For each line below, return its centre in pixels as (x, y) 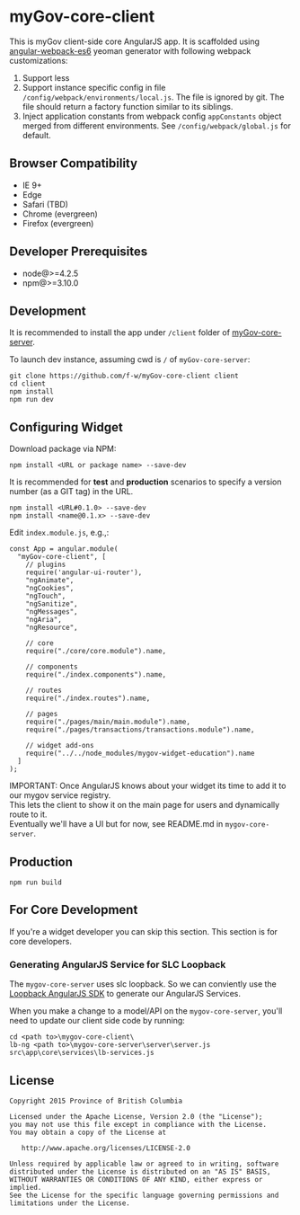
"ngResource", (52, 628)
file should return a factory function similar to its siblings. (128, 106)
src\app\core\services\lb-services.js (82, 1053)
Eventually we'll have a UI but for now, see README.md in (116, 824)
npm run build (36, 882)
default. (36, 135)
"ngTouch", (46, 596)
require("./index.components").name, (96, 675)
